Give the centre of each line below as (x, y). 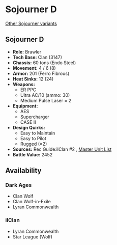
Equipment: (25, 106)
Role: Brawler (27, 51)
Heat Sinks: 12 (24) (33, 79)
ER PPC (28, 90)
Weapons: (24, 84)
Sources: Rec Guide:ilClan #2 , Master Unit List (62, 149)
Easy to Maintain (38, 133)
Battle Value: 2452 (33, 154)
